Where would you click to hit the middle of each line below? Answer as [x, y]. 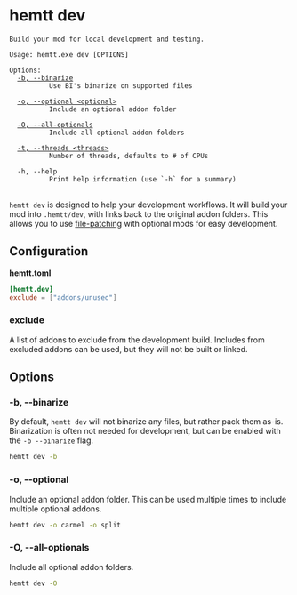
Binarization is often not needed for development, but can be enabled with [145, 431]
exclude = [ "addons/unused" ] [63, 297]
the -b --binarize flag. [52, 440]
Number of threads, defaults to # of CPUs [128, 156]
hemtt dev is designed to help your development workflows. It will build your [148, 205]
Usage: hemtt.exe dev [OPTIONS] [69, 54]
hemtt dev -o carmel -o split [65, 525]
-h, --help [37, 171]
